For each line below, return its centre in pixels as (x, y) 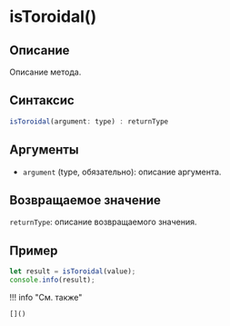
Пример (34, 250)
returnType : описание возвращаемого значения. (103, 222)
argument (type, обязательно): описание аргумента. (122, 172)
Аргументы (44, 150)
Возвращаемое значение (85, 200)
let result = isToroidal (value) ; (73, 272)
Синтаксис (42, 100)
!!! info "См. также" (46, 297)
